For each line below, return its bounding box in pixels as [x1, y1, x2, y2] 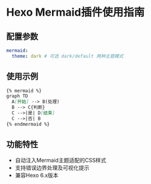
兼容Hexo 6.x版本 [14, 171, 59, 179]
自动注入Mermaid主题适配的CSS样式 [14, 156, 107, 164]
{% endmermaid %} [6, 121, 50, 127]
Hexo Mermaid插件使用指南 [6, 5, 145, 19]
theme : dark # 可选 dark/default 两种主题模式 [11, 53, 124, 59]
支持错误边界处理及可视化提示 [14, 164, 89, 171]
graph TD [6, 93, 28, 99]
